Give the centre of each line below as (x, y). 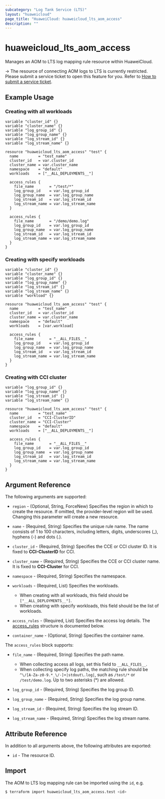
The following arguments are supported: (46, 497)
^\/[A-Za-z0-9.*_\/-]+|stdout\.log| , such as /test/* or (77, 675)
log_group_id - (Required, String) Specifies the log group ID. (73, 690)
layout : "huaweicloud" (28, 14)
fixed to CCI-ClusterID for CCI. (44, 552)
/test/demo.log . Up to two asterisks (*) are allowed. (72, 680)
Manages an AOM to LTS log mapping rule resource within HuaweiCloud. (79, 62)
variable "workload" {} (30, 296)
